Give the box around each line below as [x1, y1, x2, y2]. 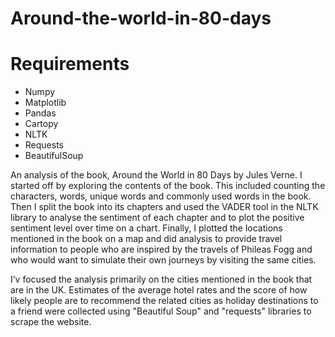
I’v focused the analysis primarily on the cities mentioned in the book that [10, 273, 313, 286]
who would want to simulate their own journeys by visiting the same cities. [10, 254, 317, 266]
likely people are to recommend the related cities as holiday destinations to [10, 295, 319, 307]
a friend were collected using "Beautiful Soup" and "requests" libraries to [10, 305, 312, 317]
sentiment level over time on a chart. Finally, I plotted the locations [10, 222, 283, 234]
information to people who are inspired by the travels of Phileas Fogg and [10, 243, 313, 256]
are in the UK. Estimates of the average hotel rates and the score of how [10, 284, 308, 296]
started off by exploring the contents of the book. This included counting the [10, 180, 326, 192]
